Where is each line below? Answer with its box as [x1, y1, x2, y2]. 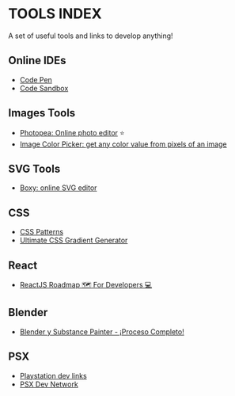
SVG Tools [8, 162, 61, 175]
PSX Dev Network [19, 379, 79, 389]
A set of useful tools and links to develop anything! [8, 31, 173, 40]
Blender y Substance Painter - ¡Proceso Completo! [19, 326, 184, 337]
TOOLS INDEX [8, 5, 102, 23]
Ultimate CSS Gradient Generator [19, 235, 128, 246]
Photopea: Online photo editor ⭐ [19, 128, 125, 137]
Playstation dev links [19, 371, 87, 380]
